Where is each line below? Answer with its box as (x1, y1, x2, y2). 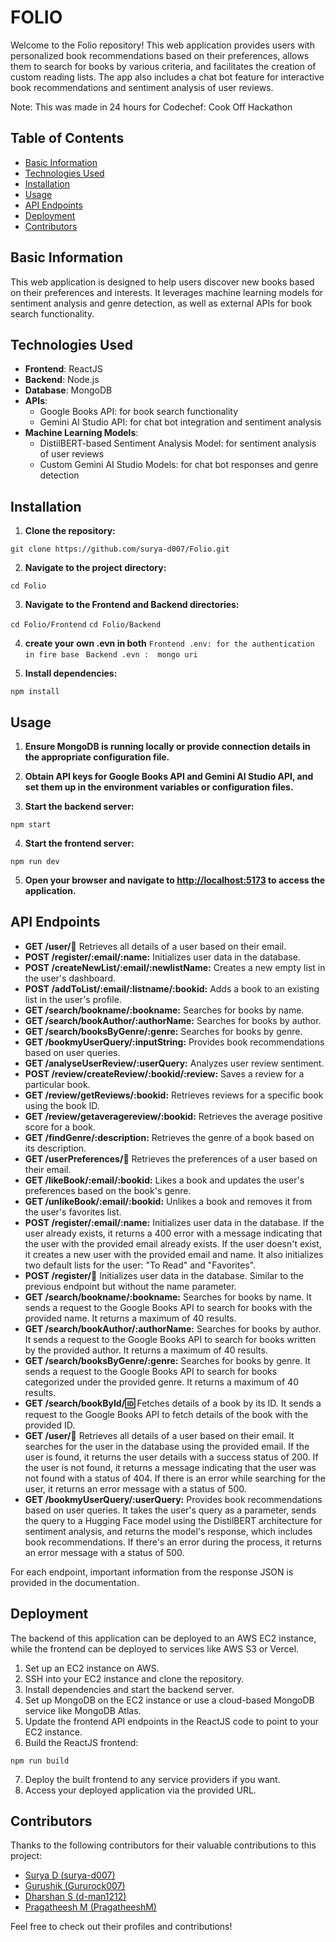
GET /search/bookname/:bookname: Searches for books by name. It (24, 1291, 312, 1303)
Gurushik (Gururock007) (24, 1880, 126, 1892)
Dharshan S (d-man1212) (24, 1891, 127, 1903)
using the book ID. (24, 1099, 100, 1111)
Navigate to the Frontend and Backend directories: (24, 599, 240, 611)
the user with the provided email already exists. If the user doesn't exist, (24, 1237, 322, 1250)
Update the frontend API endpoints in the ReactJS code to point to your (24, 1715, 320, 1727)
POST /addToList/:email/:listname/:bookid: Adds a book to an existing (24, 982, 320, 995)
